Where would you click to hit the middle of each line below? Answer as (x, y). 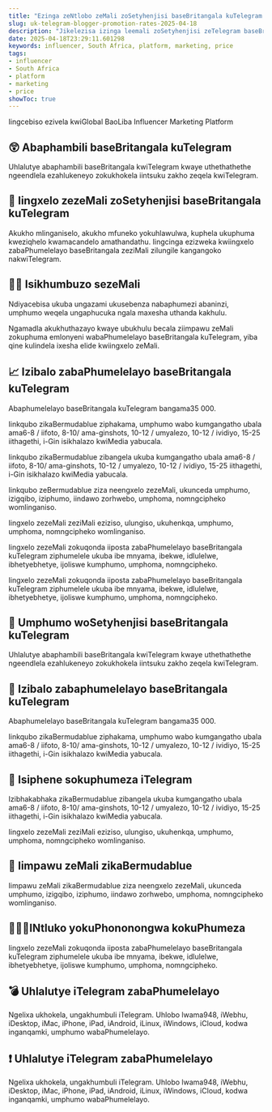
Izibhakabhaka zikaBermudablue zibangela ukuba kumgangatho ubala (125, 798)
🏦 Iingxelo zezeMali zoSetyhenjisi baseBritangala (135, 201)
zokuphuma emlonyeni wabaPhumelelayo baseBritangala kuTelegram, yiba (133, 336)
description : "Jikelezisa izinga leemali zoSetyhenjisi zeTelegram (125, 31)
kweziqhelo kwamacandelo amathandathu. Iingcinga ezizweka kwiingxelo (131, 242)
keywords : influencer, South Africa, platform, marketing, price (121, 46)
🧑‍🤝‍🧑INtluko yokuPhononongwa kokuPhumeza (127, 928)
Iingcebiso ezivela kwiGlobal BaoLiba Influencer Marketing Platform (121, 122)
